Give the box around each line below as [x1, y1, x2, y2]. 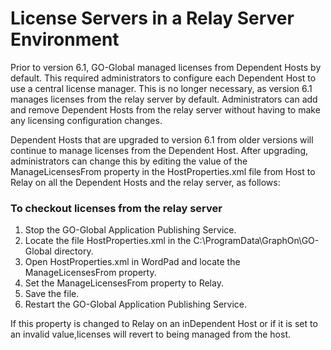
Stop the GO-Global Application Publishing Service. [24, 224, 237, 236]
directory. [53, 245, 94, 257]
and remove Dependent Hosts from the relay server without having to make [10, 103, 321, 116]
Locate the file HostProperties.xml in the [24, 235, 192, 247]
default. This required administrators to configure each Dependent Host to [10, 72, 317, 84]
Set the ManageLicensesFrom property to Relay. [24, 277, 224, 289]
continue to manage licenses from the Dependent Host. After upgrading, [10, 144, 308, 156]
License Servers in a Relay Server [10, 7, 295, 30]
